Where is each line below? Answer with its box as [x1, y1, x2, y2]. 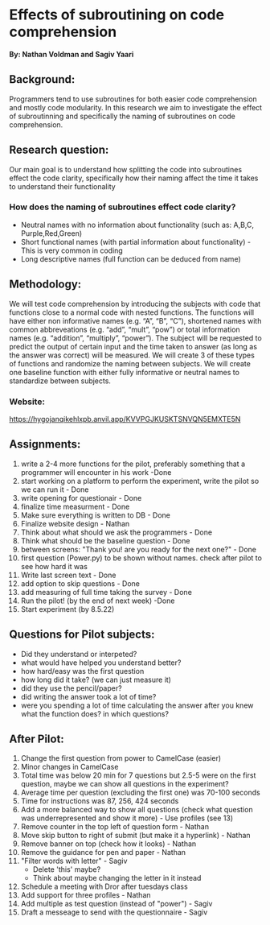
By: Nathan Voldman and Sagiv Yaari [9, 49, 134, 59]
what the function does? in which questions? [20, 708, 170, 718]
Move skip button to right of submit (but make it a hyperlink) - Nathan [20, 831, 252, 840]
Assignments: [9, 437, 81, 452]
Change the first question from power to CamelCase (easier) [20, 754, 222, 763]
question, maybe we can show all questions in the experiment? [20, 779, 230, 789]
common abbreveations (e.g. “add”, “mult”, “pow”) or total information [9, 324, 240, 334]
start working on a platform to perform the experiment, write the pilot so [20, 476, 260, 485]
